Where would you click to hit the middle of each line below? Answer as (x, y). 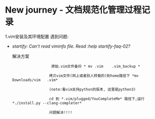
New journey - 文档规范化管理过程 (73, 10)
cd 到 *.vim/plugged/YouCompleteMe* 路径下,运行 (97, 99)
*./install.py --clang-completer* (47, 103)
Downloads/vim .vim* (35, 80)
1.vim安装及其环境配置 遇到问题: (37, 36)
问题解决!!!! (61, 112)
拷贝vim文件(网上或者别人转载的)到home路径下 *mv (94, 76)
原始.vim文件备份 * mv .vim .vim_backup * (96, 66)
